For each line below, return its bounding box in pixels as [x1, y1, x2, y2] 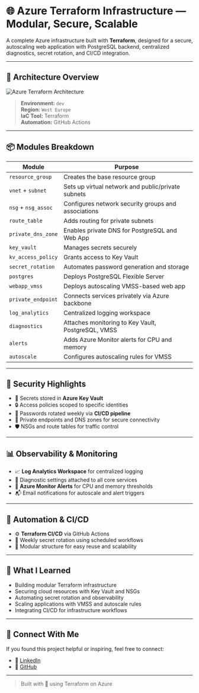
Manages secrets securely [63, 243, 137, 251]
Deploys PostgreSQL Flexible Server [63, 272, 165, 281]
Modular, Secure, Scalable [6, 17, 138, 31]
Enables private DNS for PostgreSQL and [63, 226, 177, 234]
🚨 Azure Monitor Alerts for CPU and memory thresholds [14, 483, 153, 490]
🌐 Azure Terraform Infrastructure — [6, 4, 187, 18]
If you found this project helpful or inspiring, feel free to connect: [6, 645, 164, 652]
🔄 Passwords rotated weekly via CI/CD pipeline [14, 410, 131, 417]
